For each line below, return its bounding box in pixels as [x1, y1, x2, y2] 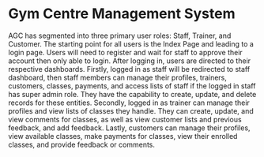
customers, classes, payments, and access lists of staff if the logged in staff [8, 80, 256, 91]
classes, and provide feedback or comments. [8, 140, 156, 149]
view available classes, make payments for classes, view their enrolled [8, 131, 238, 140]
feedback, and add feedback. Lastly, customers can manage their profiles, [8, 123, 251, 133]
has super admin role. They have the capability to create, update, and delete [8, 89, 257, 99]
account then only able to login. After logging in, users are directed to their [8, 56, 251, 65]
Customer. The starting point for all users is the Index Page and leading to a [8, 39, 255, 48]
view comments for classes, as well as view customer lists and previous [8, 114, 243, 124]
